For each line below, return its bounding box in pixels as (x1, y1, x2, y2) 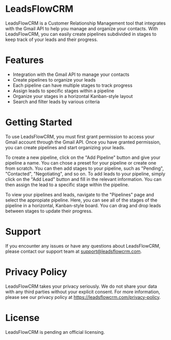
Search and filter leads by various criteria (12, 98, 100, 105)
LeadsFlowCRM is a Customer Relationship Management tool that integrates (5, 20, 166, 26)
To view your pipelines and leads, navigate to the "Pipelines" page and (5, 191, 155, 197)
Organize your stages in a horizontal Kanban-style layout (12, 93, 133, 99)
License (5, 312, 40, 324)
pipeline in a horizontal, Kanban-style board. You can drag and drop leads (5, 202, 161, 208)
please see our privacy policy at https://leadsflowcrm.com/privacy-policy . (5, 294, 161, 300)
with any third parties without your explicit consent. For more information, (5, 288, 160, 295)
